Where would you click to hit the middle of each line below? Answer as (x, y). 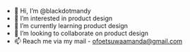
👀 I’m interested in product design (63, 18)
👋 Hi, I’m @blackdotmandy (53, 11)
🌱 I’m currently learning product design (71, 26)
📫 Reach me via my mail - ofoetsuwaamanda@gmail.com (98, 41)
